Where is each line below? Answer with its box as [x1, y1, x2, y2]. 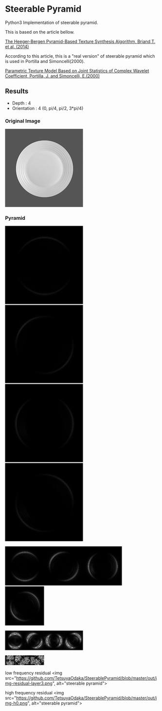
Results [5, 87, 29, 96]
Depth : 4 [12, 100, 31, 106]
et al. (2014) [5, 43, 29, 49]
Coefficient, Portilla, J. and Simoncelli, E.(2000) [5, 73, 100, 79]
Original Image [5, 117, 40, 124]
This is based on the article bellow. [5, 29, 74, 35]
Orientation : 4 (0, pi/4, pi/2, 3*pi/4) [12, 105, 84, 111]
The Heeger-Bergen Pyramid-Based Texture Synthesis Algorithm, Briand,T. [5, 38, 156, 44]
